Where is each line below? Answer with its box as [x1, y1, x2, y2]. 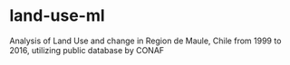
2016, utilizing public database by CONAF [9, 44, 165, 55]
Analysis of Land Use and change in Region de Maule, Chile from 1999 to [9, 35, 282, 46]
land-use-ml [9, 5, 106, 26]
